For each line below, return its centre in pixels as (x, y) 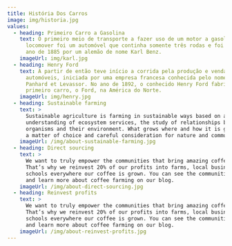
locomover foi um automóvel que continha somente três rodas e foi (125, 45)
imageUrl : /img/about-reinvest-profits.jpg (83, 232)
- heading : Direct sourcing (54, 148)
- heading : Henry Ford (46, 65)
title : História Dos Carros (48, 13)
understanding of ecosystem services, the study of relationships (123, 122)
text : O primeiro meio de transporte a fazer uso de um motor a (114, 39)
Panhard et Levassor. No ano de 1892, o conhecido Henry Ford (117, 84)
